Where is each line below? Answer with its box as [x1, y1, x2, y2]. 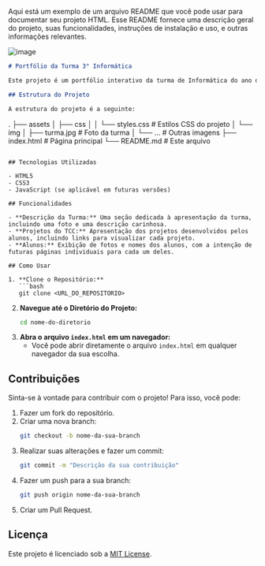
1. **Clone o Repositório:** [8, 275, 104, 283]
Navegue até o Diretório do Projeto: [19, 303, 138, 312]
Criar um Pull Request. [19, 505, 93, 515]
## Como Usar [8, 262, 51, 270]
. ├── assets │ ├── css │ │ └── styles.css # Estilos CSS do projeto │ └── [8, 119, 253, 128]
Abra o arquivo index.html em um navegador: [19, 333, 171, 342]
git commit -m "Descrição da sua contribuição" [19, 461, 179, 470]
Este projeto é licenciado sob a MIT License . [8, 549, 152, 558]
